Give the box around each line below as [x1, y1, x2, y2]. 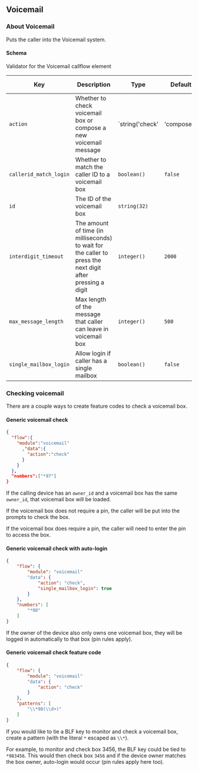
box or [75, 116, 93, 124]
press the [75, 256, 101, 264]
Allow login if [75, 349, 111, 357]
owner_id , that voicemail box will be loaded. [6, 496, 111, 503]
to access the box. [6, 531, 51, 538]
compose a [75, 124, 106, 132]
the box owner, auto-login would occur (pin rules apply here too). [6, 758, 164, 765]
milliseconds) [75, 234, 113, 242]
